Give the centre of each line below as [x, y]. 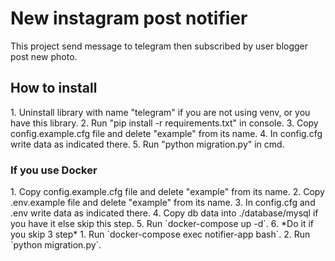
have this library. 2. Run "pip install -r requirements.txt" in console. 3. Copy [164, 123]
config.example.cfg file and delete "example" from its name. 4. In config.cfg [166, 133]
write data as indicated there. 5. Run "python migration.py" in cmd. [147, 144]
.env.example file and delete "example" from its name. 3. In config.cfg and [163, 203]
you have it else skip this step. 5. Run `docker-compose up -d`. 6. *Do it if [162, 224]
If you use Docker [54, 170]
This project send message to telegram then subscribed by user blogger [159, 46]
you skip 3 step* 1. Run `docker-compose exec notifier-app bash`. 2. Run [160, 234]
